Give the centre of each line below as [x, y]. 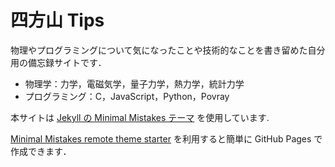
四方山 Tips [57, 20]
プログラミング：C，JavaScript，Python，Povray [127, 96]
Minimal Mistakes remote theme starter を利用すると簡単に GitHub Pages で [166, 138]
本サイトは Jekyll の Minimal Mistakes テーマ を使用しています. [140, 117]
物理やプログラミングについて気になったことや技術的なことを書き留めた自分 [168, 50]
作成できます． [41, 151]
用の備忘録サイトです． [58, 62]
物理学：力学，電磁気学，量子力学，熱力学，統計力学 [134, 83]
